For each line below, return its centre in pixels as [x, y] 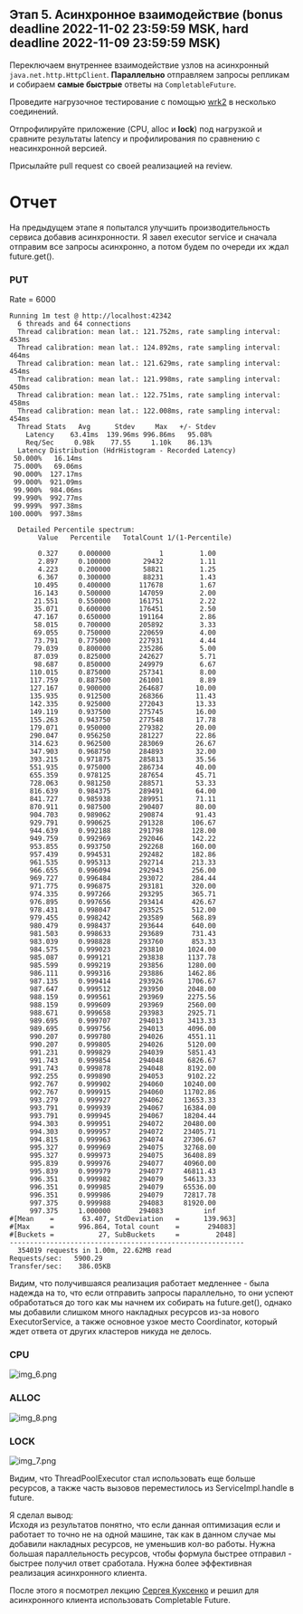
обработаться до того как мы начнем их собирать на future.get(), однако [151, 1303]
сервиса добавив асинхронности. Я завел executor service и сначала [143, 237]
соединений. [34, 111]
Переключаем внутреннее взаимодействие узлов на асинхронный [139, 65]
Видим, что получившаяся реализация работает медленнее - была [139, 1284]
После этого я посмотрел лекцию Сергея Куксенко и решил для [134, 1590]
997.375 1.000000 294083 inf [123, 1211]
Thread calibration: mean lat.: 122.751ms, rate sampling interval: [149, 396]
